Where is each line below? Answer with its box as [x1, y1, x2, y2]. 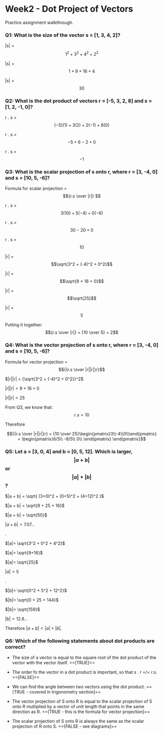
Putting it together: [5, 322, 43, 328]
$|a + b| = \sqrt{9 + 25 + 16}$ [5, 503, 65, 508]
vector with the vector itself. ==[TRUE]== [12, 660, 95, 666]
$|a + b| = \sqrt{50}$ [5, 512, 48, 518]
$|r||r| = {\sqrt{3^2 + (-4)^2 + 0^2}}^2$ [5, 376, 84, 382]
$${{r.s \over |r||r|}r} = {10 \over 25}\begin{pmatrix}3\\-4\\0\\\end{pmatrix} [6, 431, 157, 436]
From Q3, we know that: [5, 404, 53, 410]
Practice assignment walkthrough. [5, 19, 74, 25]
